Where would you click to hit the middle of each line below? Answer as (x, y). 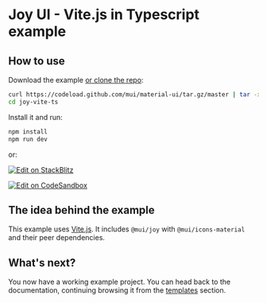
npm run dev (28, 139)
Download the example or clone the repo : (76, 80)
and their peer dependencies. (57, 238)
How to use (37, 61)
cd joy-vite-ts (33, 102)
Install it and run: (36, 117)
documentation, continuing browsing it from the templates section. (117, 290)
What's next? (42, 263)
